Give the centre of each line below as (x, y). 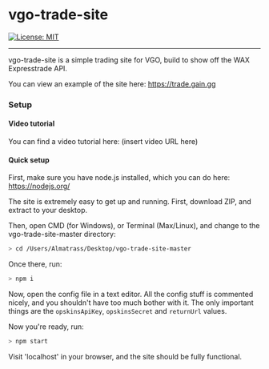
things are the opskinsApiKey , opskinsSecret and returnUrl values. (118, 311)
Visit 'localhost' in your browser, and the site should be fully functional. (125, 356)
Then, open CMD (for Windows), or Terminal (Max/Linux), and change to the (134, 226)
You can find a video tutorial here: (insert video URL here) (103, 142)
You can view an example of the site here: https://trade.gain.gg (112, 84)
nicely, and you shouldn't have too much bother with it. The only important (131, 303)
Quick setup (29, 160)
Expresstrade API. (38, 68)
